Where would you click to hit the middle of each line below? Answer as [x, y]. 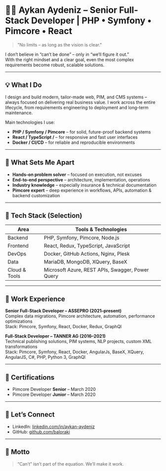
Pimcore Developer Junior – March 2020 [54, 394]
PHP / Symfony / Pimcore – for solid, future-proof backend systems [82, 132]
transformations [21, 347]
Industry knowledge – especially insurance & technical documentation [84, 185]
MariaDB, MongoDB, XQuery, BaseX [85, 262]
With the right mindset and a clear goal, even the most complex [70, 59]
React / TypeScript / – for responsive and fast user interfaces [75, 137]
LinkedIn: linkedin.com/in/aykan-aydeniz [53, 427]
